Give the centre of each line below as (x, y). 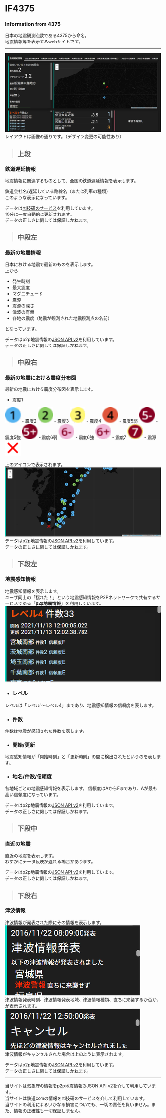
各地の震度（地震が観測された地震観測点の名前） (62, 318)
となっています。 (22, 329)
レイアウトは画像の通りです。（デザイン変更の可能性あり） (64, 137)
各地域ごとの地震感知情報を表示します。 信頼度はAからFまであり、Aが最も (81, 788)
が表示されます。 (22, 1006)
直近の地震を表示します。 (31, 856)
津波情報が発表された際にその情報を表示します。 (55, 922)
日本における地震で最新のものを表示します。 (50, 264)
